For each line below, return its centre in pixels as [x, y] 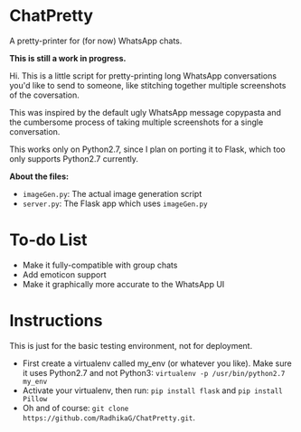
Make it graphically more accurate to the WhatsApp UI [123, 284]
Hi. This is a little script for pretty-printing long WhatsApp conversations [143, 75]
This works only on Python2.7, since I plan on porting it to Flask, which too [148, 149]
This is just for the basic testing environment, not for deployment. [131, 345]
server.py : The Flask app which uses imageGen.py [115, 203]
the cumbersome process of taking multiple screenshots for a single [136, 122]
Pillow [35, 399]
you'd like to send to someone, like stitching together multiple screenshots [148, 85]
